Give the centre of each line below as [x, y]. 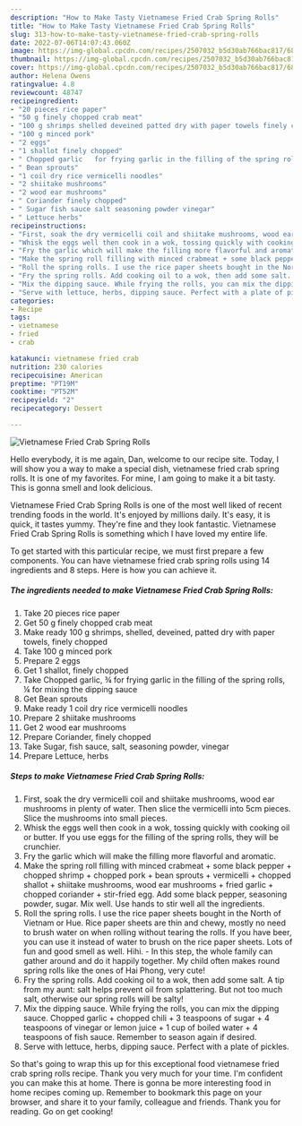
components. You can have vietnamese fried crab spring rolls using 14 [140, 560]
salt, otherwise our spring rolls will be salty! [104, 999]
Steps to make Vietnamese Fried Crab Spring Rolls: [108, 777]
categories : [32, 301]
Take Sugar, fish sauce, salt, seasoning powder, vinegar [126, 746]
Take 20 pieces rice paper [71, 613]
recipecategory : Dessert [56, 408]
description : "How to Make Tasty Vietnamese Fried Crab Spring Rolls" [145, 17]
